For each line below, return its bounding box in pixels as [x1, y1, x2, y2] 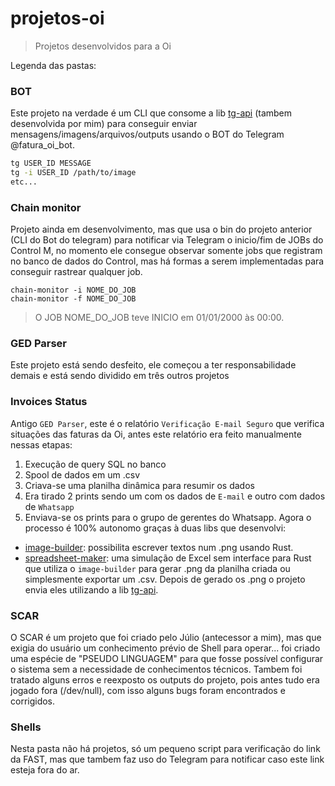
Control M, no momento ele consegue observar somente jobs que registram [10, 245, 323, 257]
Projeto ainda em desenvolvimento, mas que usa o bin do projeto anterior [10, 223, 313, 236]
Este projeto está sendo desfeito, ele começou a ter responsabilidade [10, 359, 297, 371]
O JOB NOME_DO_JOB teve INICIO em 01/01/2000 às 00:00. [34, 312, 285, 324]
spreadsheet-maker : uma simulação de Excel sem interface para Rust [24, 552, 312, 564]
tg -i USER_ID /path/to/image [10, 168, 137, 178]
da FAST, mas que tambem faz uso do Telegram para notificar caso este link [10, 753, 325, 766]
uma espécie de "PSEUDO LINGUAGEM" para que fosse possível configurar [10, 653, 324, 665]
